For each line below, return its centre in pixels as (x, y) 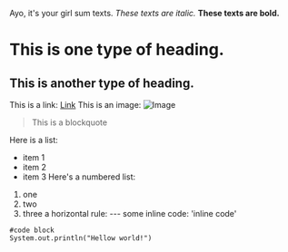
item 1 (34, 157)
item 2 (35, 167)
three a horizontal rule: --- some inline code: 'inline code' (129, 213)
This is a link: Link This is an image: (75, 105)
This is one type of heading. (117, 50)
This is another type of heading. (102, 83)
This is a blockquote (69, 122)
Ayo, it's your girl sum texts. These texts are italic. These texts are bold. (144, 13)
